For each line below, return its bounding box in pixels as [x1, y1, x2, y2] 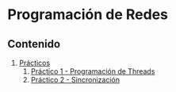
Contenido [7, 37, 61, 51]
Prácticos [18, 58, 51, 67]
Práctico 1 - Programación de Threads [30, 67, 155, 76]
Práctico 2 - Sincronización [30, 75, 121, 84]
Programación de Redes [7, 6, 168, 24]
